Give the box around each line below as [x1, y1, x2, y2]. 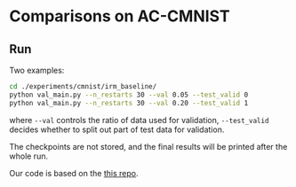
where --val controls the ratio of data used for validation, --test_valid [9, 114, 269, 125]
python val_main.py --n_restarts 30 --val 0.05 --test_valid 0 [9, 90, 249, 99]
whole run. [9, 151, 49, 161]
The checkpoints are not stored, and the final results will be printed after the [9, 141, 288, 152]
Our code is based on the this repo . [9, 168, 139, 178]
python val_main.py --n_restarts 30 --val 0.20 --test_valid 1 [9, 98, 249, 107]
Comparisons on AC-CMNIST [9, 6, 230, 27]
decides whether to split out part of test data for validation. [9, 124, 225, 135]
